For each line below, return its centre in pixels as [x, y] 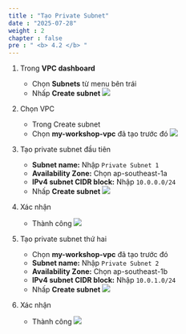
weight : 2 [26, 30]
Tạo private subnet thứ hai [63, 239]
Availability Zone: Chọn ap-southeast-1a [99, 174]
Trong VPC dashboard [57, 68]
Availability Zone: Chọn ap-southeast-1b [100, 272]
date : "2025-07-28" [43, 23]
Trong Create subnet [66, 124]
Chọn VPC [37, 109]
